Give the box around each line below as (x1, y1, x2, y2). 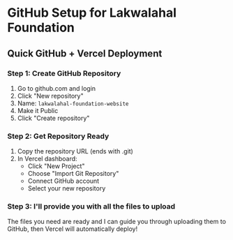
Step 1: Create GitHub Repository (7, 68, 121, 78)
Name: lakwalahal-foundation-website (17, 99, 129, 107)
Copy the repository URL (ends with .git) (17, 147, 134, 156)
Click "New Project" (27, 162, 85, 170)
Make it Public (17, 106, 59, 114)
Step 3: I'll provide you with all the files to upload (7, 202, 176, 211)
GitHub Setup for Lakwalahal (7, 5, 176, 21)
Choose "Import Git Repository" (27, 170, 119, 178)
